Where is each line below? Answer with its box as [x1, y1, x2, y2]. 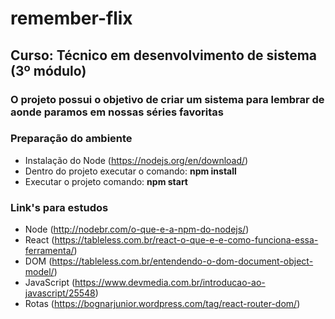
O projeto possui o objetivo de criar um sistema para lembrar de [10, 92, 325, 106]
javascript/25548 [24, 287, 96, 299]
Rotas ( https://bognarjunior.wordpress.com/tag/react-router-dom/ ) [24, 298, 301, 310]
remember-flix [10, 7, 133, 30]
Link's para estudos [10, 200, 109, 214]
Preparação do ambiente [10, 132, 133, 146]
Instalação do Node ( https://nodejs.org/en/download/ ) [24, 154, 249, 166]
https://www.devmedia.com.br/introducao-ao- [74, 277, 266, 289]
